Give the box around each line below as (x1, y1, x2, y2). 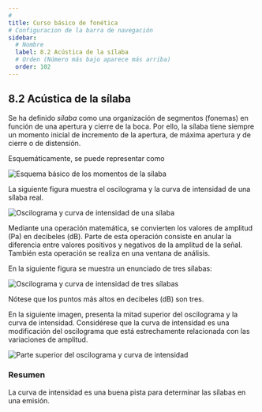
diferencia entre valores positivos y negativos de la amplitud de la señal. (8, 240, 243, 249)
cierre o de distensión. (8, 138, 81, 148)
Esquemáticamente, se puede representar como (8, 153, 165, 163)
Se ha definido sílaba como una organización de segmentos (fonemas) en (8, 113, 249, 122)
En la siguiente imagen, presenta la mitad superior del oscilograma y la (8, 309, 238, 319)
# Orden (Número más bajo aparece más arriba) (15, 56, 171, 64)
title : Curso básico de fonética (8, 19, 118, 27)
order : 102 (15, 63, 51, 71)
